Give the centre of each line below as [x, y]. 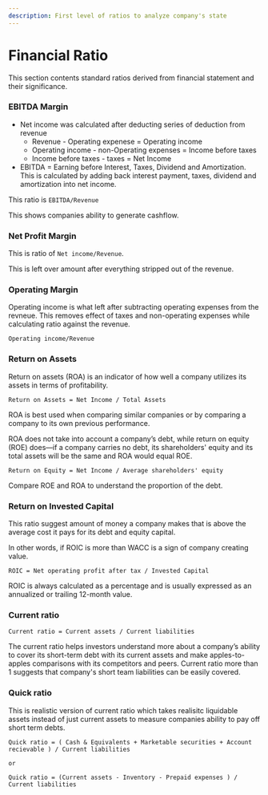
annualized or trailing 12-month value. [70, 594]
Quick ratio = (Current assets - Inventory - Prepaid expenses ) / [123, 777]
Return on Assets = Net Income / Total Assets [87, 400]
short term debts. [37, 728]
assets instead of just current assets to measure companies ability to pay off [134, 719]
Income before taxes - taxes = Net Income [102, 158]
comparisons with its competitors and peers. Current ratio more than [145, 663]
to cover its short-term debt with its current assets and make [108, 655]
